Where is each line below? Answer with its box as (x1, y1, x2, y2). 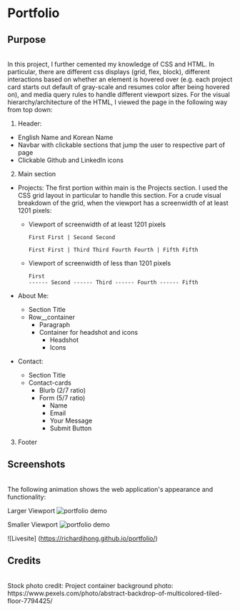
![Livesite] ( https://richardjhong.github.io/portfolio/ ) (7, 534, 159, 542)
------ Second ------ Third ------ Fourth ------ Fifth (28, 279, 199, 286)
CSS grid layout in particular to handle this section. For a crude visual (17, 191, 221, 199)
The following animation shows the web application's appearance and (7, 485, 214, 493)
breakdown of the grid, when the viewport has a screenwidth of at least (17, 198, 229, 207)
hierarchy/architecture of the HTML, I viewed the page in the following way (7, 98, 228, 106)
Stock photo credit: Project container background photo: (7, 581, 174, 590)
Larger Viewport (7, 506, 56, 515)
